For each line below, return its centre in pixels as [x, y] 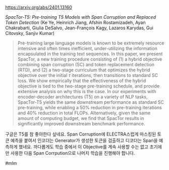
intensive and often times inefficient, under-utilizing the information [87, 48]
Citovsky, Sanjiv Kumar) [30, 33]
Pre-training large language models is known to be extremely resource [91, 43]
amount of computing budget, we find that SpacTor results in [81, 118]
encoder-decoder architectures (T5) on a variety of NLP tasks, [82, 97]
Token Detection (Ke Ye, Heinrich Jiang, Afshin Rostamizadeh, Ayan [75, 23]
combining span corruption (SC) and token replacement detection [86, 65]
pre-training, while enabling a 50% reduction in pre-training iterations [90, 108]
